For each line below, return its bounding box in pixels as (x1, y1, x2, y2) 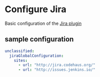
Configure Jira (5, 4, 67, 15)
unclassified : (5, 48, 35, 54)
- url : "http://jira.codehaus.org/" (18, 62, 95, 68)
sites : (14, 58, 28, 63)
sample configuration (5, 35, 74, 44)
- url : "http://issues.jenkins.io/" (18, 67, 95, 72)
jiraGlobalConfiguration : (9, 53, 64, 58)
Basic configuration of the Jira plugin (5, 20, 82, 26)
